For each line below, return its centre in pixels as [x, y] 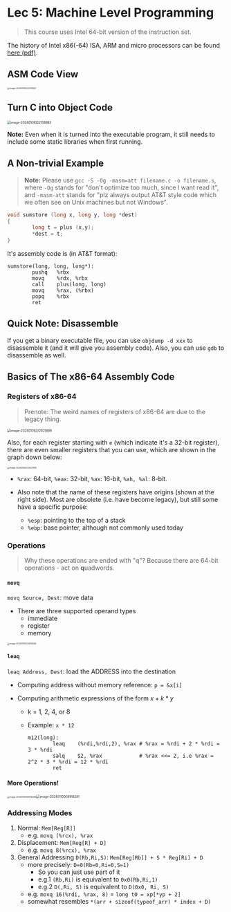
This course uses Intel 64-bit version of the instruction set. [108, 32]
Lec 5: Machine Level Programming [111, 13]
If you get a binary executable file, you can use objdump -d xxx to [100, 340]
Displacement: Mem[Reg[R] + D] [62, 843]
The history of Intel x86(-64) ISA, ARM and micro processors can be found [113, 45]
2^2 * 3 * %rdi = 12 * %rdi [68, 762]
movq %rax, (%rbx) [63, 291]
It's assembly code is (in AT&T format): [62, 254]
